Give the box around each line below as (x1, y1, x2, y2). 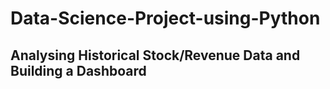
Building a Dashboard (10, 62, 147, 79)
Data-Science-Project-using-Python (10, 7, 321, 30)
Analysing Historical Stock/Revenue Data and (10, 47, 301, 64)
